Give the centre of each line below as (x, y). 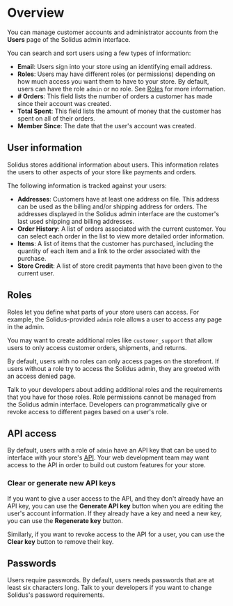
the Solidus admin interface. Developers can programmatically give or (107, 404)
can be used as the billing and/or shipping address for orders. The (112, 206)
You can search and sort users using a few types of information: (99, 53)
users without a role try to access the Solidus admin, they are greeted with (114, 368)
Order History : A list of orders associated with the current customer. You (121, 229)
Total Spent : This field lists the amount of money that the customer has (119, 111)
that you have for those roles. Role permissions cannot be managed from (112, 397)
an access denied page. (42, 376)
